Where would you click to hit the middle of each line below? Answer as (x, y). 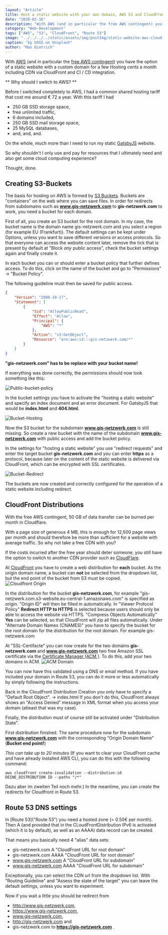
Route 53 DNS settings (41, 807)
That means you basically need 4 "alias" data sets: (57, 840)
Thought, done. (21, 168)
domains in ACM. (23, 661)
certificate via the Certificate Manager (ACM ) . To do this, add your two (78, 656)
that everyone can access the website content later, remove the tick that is (82, 243)
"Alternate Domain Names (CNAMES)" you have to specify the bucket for (80, 625)
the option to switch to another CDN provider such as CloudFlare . (72, 557)
